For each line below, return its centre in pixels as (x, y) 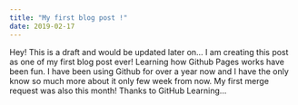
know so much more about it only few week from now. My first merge (139, 81)
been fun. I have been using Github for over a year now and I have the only (149, 71)
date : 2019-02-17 (42, 26)
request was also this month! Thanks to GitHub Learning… (118, 91)
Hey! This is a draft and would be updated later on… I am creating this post (149, 52)
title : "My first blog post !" (69, 18)
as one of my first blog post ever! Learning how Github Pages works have (147, 62)
